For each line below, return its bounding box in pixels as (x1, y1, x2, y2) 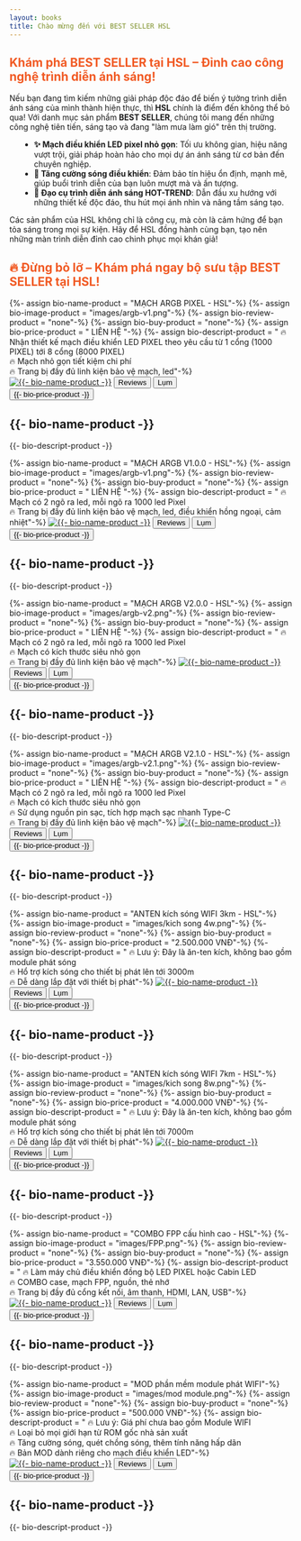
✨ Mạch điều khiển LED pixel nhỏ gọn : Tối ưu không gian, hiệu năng (33, 139, 288, 150)
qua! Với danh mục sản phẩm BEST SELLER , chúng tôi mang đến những (9, 112, 275, 123)
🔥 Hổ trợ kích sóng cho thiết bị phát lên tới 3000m (9, 966, 195, 978)
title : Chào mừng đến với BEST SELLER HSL (9, 22, 171, 31)
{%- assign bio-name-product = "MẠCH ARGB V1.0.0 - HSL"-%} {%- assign (9, 457, 291, 469)
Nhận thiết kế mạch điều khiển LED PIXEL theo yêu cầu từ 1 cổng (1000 (9, 337, 272, 348)
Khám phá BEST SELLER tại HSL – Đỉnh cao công (9, 55, 285, 70)
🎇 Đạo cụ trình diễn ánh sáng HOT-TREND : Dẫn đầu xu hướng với (33, 187, 277, 198)
